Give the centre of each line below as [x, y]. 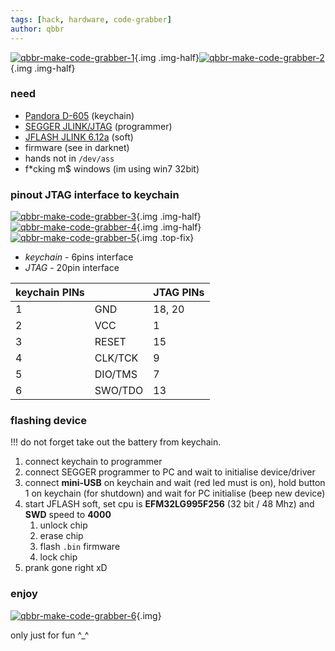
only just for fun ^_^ [50, 635]
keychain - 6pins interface [79, 257]
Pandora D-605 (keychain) [79, 115]
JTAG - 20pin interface [72, 268]
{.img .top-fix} [165, 238]
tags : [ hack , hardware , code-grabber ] [91, 19]
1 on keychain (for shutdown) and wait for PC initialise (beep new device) [175, 493]
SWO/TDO [119, 391]
